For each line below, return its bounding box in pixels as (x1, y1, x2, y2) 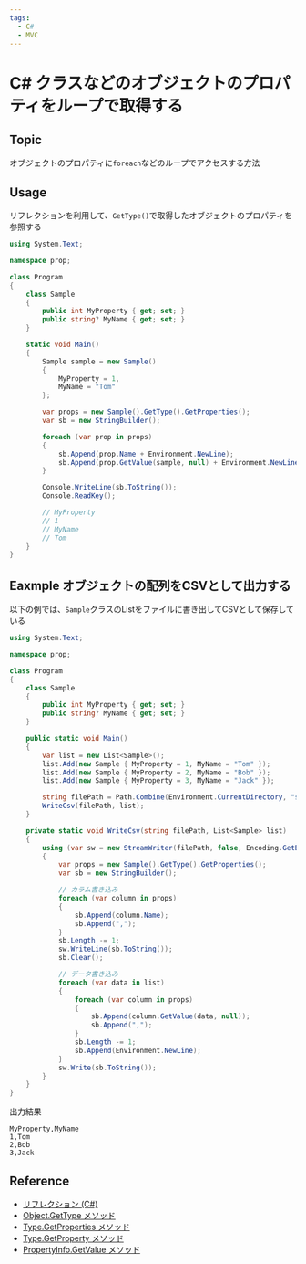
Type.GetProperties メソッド (22, 1221, 130, 1232)
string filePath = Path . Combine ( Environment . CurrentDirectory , (42, 793, 287, 802)
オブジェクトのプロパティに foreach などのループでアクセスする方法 (9, 157, 260, 169)
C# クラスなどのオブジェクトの (9, 72, 243, 93)
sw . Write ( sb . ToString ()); (57, 1063, 157, 1072)
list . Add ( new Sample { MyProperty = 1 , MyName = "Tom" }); (42, 759, 271, 768)
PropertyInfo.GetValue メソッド (22, 1244, 141, 1255)
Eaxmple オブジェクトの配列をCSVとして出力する (9, 577, 291, 594)
